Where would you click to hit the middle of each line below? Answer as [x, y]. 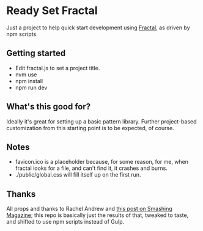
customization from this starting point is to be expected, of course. [90, 128]
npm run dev [31, 87]
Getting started [36, 53]
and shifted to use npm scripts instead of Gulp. [65, 222]
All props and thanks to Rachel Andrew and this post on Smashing [89, 209]
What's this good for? [48, 107]
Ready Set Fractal [52, 11]
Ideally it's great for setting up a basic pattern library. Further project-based [102, 121]
